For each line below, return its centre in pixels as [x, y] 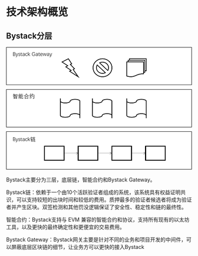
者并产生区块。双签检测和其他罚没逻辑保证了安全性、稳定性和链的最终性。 [96, 207]
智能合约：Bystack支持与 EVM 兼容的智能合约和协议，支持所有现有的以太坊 [98, 220]
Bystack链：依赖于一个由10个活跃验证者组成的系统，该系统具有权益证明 [93, 192]
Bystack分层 [29, 36]
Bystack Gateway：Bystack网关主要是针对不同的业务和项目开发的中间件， [96, 239]
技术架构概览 [37, 12]
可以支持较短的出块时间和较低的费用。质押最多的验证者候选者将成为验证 [104, 200]
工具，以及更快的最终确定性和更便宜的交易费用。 [65, 227]
